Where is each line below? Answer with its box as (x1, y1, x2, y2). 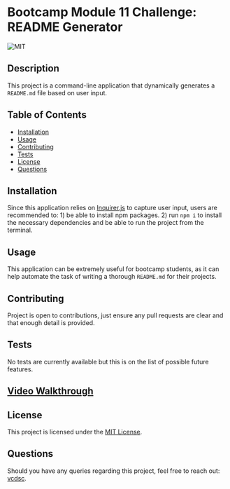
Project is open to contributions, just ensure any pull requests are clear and (7, 311, 224, 319)
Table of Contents (7, 109, 87, 121)
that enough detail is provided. (7, 319, 96, 326)
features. (7, 365, 34, 373)
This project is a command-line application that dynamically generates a (7, 81, 215, 90)
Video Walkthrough (7, 385, 94, 397)
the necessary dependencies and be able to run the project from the (7, 219, 204, 227)
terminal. (7, 226, 33, 235)
